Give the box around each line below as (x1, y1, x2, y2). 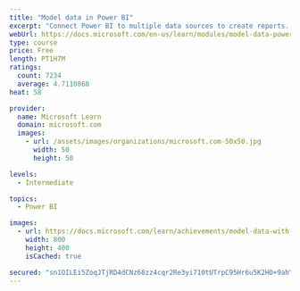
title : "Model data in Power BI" (9, 12, 134, 22)
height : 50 (32, 154, 74, 162)
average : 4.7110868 (17, 79, 90, 88)
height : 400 (25, 243, 70, 253)
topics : (9, 194, 38, 204)
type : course (9, 37, 58, 47)
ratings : (9, 63, 42, 72)
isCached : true (25, 252, 82, 261)
